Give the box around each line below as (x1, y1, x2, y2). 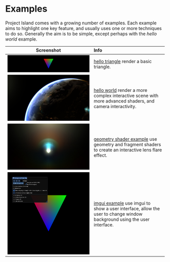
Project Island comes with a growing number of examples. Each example (5, 20, 157, 26)
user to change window (93, 211, 143, 217)
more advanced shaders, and (93, 98, 155, 104)
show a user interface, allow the (93, 205, 160, 211)
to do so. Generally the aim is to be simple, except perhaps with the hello (5, 30, 157, 37)
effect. (93, 152, 107, 158)
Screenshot (36, 47, 61, 53)
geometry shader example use (93, 136, 157, 142)
